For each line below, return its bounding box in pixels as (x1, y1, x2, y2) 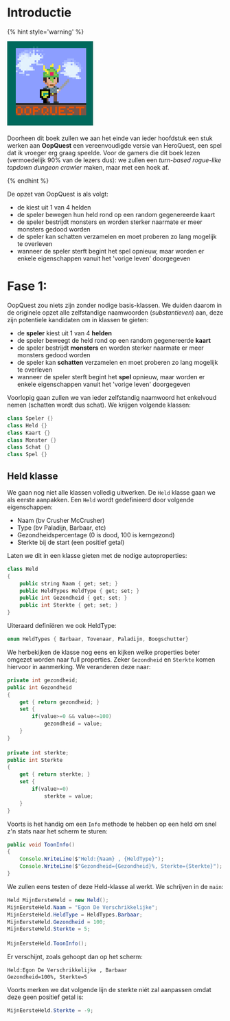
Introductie (7, 5, 72, 21)
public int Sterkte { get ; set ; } (19, 602, 118, 609)
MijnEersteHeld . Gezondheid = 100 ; (7, 919, 106, 925)
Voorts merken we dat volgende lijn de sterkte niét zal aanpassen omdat (7, 986, 211, 994)
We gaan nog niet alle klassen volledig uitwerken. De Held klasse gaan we (7, 488, 216, 496)
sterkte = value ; (43, 792, 94, 800)
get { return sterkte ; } (19, 771, 91, 778)
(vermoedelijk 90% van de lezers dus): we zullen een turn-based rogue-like (7, 156, 222, 164)
